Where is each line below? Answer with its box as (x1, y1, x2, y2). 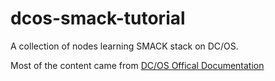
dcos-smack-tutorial (10, 7, 186, 30)
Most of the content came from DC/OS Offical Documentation (10, 59, 265, 71)
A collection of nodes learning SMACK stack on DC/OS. (10, 40, 239, 52)
